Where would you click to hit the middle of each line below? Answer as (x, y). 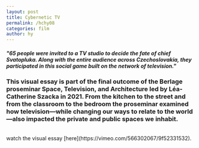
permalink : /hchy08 (31, 23)
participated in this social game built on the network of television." (91, 66)
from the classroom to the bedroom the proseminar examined (97, 104)
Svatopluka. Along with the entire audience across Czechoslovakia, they (99, 59)
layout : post (22, 12)
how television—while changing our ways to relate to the (91, 111)
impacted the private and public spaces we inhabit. (102, 119)
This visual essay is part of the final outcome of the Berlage (94, 81)
